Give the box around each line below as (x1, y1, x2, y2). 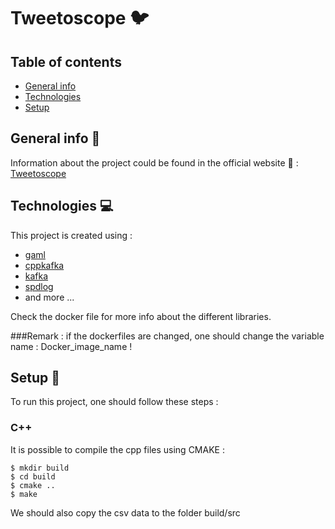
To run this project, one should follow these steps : (10, 396, 219, 408)
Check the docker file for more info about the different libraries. (10, 310, 272, 322)
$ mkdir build (10, 463, 70, 473)
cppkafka (24, 259, 65, 271)
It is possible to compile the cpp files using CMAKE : (10, 443, 225, 455)
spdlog (24, 280, 54, 292)
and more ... (24, 291, 75, 303)
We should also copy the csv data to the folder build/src (10, 506, 241, 519)
